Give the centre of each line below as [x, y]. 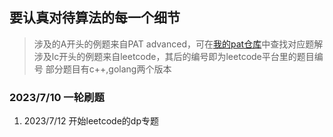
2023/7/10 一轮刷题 [57, 97]
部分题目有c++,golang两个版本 [108, 69]
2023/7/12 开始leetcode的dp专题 [91, 121]
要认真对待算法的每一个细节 [95, 18]
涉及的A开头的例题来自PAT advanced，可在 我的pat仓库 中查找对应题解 [178, 44]
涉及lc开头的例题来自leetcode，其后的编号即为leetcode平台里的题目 [174, 56]
